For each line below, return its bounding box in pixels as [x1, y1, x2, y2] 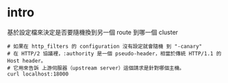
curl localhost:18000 [7, 70, 69, 78]
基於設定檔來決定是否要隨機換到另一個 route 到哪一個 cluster [7, 28, 179, 36]
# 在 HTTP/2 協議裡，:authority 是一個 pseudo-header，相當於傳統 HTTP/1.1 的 [7, 50, 222, 57]
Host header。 [7, 57, 47, 64]
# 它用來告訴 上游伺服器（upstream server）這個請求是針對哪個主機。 [7, 65, 185, 71]
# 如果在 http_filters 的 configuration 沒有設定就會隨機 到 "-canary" [7, 43, 203, 50]
